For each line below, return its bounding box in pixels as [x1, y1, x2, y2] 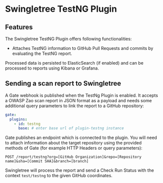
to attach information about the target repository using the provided [5, 140, 142, 146]
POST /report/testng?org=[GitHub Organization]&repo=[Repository [5, 155, 141, 160]
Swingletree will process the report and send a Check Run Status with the [5, 167, 154, 173]
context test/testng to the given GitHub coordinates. [5, 173, 113, 179]
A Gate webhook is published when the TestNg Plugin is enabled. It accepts [5, 92, 158, 98]
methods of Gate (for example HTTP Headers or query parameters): [5, 145, 142, 151]
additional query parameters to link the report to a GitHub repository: [5, 103, 144, 109]
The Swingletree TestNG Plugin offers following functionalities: [5, 36, 132, 42]
